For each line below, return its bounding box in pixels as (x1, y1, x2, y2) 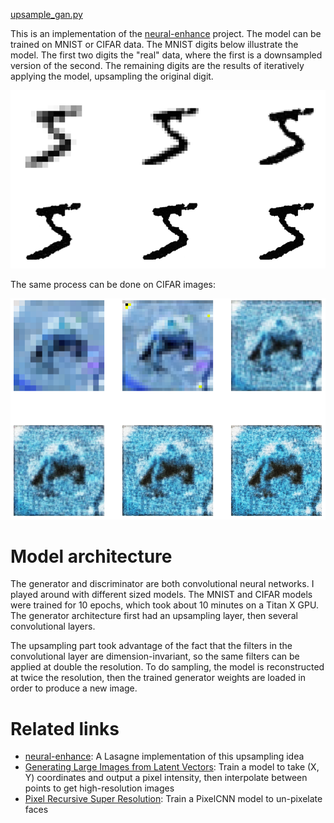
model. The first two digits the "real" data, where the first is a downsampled (10, 49, 323, 61)
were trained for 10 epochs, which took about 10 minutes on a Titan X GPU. (10, 599, 319, 611)
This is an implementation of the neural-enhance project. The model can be (10, 28, 322, 39)
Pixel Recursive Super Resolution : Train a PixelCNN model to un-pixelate (24, 793, 323, 805)
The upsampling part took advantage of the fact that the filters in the (10, 640, 293, 652)
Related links (10, 717, 120, 740)
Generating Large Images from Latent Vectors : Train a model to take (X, (24, 761, 320, 773)
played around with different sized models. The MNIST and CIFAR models (10, 589, 313, 601)
